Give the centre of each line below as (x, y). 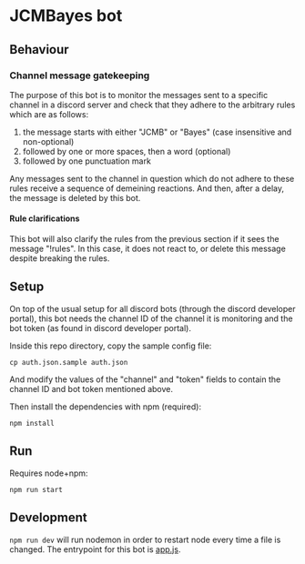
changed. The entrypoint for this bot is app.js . (95, 549)
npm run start (36, 489)
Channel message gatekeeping (80, 76)
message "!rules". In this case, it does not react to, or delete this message (148, 249)
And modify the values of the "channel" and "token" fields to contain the (145, 379)
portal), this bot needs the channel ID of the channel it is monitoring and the (151, 318)
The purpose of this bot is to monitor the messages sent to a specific (139, 95)
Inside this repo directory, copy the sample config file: (111, 346)
